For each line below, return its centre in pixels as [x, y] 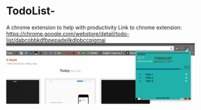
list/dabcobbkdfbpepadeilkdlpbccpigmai [56, 40]
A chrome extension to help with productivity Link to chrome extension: [94, 27]
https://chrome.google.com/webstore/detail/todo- [68, 33]
